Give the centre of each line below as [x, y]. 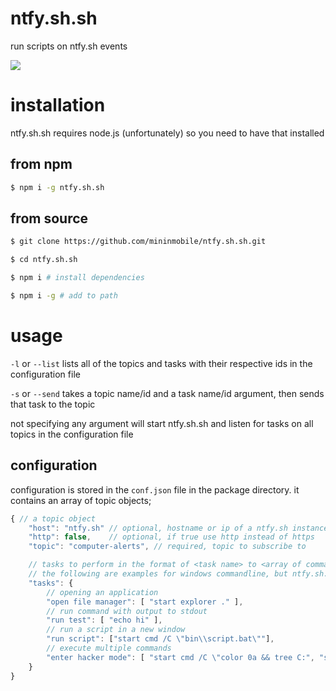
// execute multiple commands [109, 648]
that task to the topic [53, 404]
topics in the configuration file [72, 434]
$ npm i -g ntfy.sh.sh [57, 187]
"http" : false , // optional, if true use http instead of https [171, 537]
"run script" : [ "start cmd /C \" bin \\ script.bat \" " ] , [160, 639]
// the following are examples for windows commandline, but [158, 574]
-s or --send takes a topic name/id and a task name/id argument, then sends [167, 393]
